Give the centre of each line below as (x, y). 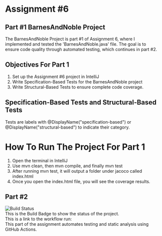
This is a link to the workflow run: (38, 219)
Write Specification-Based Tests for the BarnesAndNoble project (77, 81)
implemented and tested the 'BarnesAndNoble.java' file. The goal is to (76, 44)
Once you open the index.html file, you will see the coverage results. (81, 181)
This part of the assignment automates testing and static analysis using (77, 224)
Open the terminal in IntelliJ (40, 160)
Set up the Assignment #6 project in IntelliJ (56, 77)
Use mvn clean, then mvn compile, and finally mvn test (67, 166)
